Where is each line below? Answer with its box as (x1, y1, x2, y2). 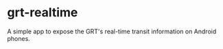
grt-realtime (7, 5, 78, 20)
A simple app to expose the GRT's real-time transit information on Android (7, 27, 217, 35)
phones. (7, 34, 31, 42)
